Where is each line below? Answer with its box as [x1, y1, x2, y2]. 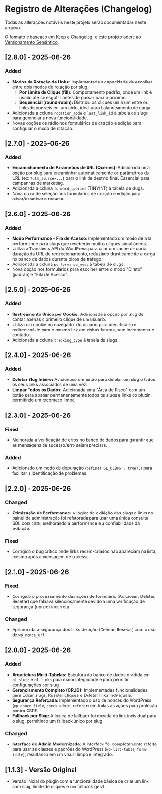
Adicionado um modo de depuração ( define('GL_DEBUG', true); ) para [12, 465, 152, 471]
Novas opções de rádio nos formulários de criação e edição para [12, 120, 142, 126]
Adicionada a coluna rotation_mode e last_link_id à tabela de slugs [12, 110, 148, 116]
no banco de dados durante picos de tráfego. [12, 256, 103, 262]
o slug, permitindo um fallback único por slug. [12, 718, 104, 724]
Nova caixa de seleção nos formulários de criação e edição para [12, 191, 141, 197]
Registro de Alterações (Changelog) [5, 3, 152, 15]
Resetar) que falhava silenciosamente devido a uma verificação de [12, 598, 145, 605]
